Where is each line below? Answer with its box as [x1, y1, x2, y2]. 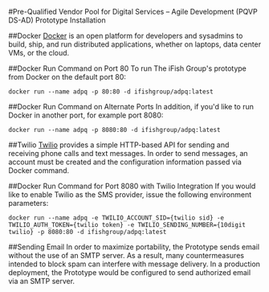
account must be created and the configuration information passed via [8, 157, 243, 167]
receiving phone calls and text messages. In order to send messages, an [8, 149, 248, 158]
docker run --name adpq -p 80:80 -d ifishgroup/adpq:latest [8, 88, 214, 96]
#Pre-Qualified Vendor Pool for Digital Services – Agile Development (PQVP [8, 7, 259, 16]
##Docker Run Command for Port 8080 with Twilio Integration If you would [8, 181, 256, 191]
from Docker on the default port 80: [8, 72, 127, 81]
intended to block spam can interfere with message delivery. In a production [8, 259, 261, 269]
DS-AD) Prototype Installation [8, 15, 106, 25]
